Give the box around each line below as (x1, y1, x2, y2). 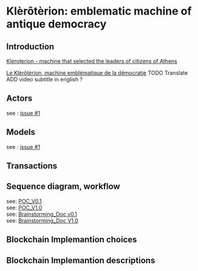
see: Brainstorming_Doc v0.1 (6, 210, 78, 218)
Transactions (6, 161, 58, 171)
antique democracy (6, 17, 107, 31)
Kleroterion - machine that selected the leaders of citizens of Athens (6, 58, 177, 64)
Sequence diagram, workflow (6, 181, 120, 192)
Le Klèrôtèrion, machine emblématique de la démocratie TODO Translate (6, 69, 188, 77)
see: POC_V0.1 (6, 197, 42, 205)
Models (6, 127, 35, 137)
